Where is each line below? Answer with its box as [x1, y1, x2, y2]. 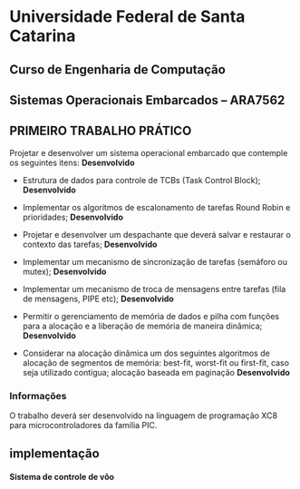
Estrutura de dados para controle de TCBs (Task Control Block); [22, 174, 261, 185]
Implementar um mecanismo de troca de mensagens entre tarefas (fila [22, 283, 286, 294]
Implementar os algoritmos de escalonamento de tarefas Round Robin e [22, 201, 291, 212]
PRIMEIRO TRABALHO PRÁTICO [9, 123, 192, 139]
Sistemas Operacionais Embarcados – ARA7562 [9, 93, 285, 108]
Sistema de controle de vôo [9, 472, 115, 483]
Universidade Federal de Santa [9, 6, 246, 27]
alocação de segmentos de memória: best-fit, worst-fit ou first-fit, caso [22, 357, 290, 368]
